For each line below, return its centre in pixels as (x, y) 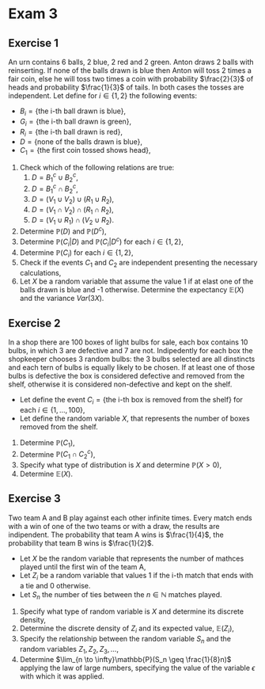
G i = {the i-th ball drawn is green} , (76, 122)
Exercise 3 (34, 499)
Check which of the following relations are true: (97, 168)
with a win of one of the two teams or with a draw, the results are (114, 526)
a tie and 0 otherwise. (55, 585)
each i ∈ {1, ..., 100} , (52, 409)
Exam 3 (33, 14)
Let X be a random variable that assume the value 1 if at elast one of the (136, 281)
